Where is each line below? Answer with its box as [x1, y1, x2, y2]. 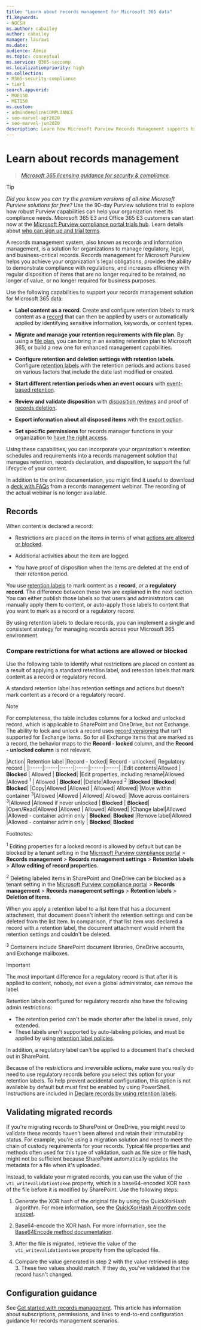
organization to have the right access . [14, 434, 108, 441]
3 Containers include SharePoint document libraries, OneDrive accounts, [6, 943, 185, 950]
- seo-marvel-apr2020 [6, 115, 60, 121]
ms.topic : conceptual [6, 53, 60, 59]
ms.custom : [6, 103, 33, 110]
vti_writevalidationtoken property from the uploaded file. [14, 1246, 160, 1253]
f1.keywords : [6, 14, 39, 20]
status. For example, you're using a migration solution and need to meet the [6, 1136, 193, 1143]
